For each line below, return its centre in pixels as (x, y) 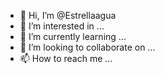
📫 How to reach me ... (66, 58)
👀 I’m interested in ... (62, 26)
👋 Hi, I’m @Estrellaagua (68, 15)
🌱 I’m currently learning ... (73, 36)
